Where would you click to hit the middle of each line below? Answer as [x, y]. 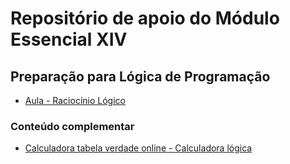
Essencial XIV [69, 39]
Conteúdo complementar [72, 126]
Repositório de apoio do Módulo [145, 18]
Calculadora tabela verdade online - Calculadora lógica [138, 148]
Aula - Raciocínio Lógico [75, 100]
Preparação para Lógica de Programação [140, 76]
